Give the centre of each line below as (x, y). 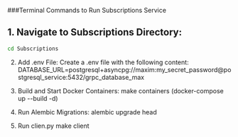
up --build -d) (38, 98)
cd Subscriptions (33, 49)
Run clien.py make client (54, 126)
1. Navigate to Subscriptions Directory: (95, 32)
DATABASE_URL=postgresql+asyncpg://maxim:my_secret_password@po (124, 69)
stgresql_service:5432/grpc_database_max (81, 77)
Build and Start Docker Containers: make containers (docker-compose (120, 90)
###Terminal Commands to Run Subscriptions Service (87, 10)
